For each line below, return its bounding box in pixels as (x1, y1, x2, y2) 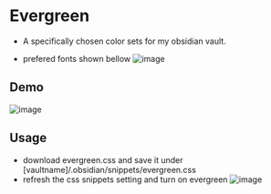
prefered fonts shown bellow (22, 53, 131, 64)
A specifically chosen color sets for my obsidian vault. (22, 36, 226, 46)
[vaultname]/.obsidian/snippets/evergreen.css (22, 164, 196, 175)
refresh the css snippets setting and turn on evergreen (22, 174, 228, 185)
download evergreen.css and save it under (22, 154, 184, 165)
